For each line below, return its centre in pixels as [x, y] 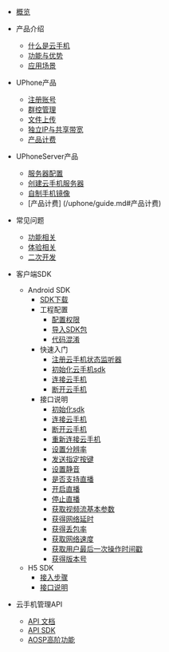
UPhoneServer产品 [47, 156]
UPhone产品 [36, 83]
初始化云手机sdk [79, 369]
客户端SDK [33, 274]
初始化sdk [68, 409]
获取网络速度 [73, 539]
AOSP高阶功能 [51, 640]
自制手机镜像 [49, 193]
